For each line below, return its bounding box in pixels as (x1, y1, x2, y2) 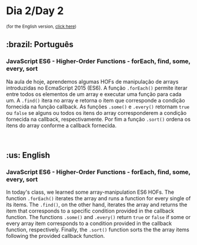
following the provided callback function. (6, 233, 105, 240)
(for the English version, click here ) (6, 24, 77, 29)
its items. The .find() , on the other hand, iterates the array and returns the (6, 201, 188, 208)
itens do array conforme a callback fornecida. (6, 122, 116, 129)
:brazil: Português (6, 39, 74, 49)
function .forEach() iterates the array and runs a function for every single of (6, 195, 191, 202)
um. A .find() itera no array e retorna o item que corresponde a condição (6, 97, 185, 104)
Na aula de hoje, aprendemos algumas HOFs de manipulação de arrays (6, 78, 179, 85)
